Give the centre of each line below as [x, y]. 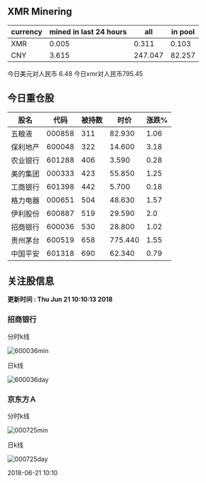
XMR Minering [40, 12]
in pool [183, 31]
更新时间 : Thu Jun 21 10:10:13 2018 [60, 299]
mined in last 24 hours [88, 31]
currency [27, 31]
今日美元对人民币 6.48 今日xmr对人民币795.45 [75, 73]
